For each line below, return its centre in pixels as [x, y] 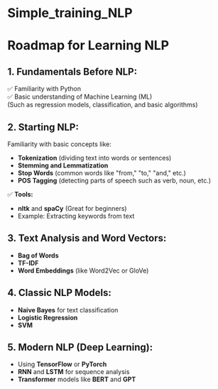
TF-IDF [28, 263]
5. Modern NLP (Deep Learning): [80, 347]
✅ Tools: [20, 194]
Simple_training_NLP [70, 13]
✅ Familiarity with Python [44, 89]
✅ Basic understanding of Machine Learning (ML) [80, 97]
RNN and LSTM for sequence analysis [73, 372]
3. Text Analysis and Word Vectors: [87, 238]
